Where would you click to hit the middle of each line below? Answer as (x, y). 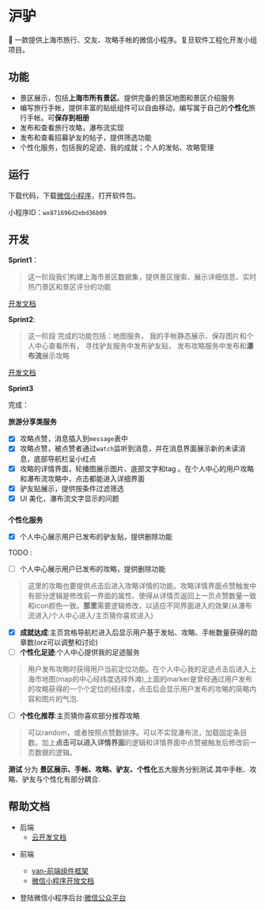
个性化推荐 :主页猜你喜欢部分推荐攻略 (79, 716)
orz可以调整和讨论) (67, 642)
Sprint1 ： (24, 260)
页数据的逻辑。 (52, 752)
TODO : (21, 552)
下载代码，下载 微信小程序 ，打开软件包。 (74, 195)
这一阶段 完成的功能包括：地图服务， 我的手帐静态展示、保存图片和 (137, 336)
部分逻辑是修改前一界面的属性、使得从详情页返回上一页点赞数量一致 (146, 595)
